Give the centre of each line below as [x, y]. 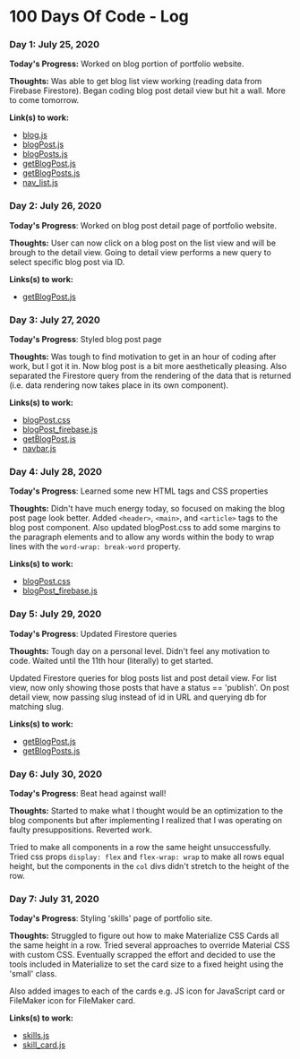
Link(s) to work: [39, 117]
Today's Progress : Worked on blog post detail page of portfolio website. [143, 225]
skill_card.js [43, 1045]
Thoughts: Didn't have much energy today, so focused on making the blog [147, 509]
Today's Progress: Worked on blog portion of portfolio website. [127, 64]
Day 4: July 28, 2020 [56, 472]
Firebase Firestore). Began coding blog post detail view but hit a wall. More [148, 90]
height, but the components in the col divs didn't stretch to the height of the [149, 865]
